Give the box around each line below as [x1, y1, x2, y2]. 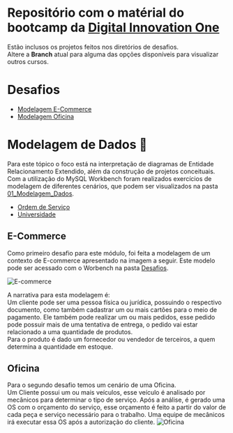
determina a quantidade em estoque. [7, 343, 114, 351]
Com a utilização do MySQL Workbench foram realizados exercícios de [7, 174, 212, 182]
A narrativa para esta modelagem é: [7, 290, 110, 299]
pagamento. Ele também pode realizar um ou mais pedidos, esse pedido [7, 313, 216, 321]
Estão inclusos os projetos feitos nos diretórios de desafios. [7, 42, 179, 51]
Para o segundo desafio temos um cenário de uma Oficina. [7, 381, 176, 389]
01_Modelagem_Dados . [7, 189, 75, 198]
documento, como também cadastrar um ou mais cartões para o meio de [7, 305, 218, 314]
